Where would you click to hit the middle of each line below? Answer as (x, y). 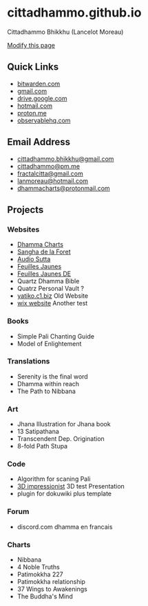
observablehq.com (44, 120)
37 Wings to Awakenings (52, 589)
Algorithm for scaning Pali (54, 479)
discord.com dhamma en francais (65, 527)
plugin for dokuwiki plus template (64, 494)
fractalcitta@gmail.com (50, 173)
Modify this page (31, 45)
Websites (23, 229)
